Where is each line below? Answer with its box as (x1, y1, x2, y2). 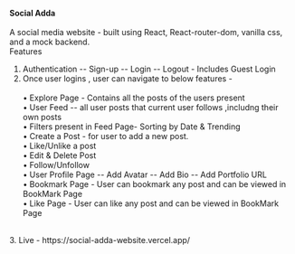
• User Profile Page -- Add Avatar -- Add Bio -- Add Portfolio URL (22, 169, 267, 180)
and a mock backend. (9, 36, 90, 47)
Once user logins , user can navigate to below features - (22, 73, 233, 84)
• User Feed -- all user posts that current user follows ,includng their (22, 102, 279, 112)
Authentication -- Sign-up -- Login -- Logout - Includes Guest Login (22, 63, 276, 74)
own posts (22, 112, 62, 122)
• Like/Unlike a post (22, 140, 97, 151)
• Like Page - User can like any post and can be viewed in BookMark (22, 198, 279, 209)
